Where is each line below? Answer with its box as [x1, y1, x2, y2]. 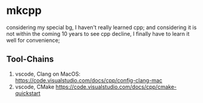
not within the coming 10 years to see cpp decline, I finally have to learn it [6, 30, 190, 37]
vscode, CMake [15, 83, 55, 90]
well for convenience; [6, 36, 61, 44]
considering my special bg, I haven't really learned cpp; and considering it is [6, 24, 197, 31]
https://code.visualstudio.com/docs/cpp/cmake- [55, 83, 177, 90]
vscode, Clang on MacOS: [15, 70, 81, 78]
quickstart [15, 89, 41, 97]
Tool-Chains [6, 54, 54, 64]
